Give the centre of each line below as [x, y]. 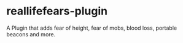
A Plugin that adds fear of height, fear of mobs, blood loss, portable [91, 28]
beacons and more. [31, 34]
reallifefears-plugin [57, 11]
